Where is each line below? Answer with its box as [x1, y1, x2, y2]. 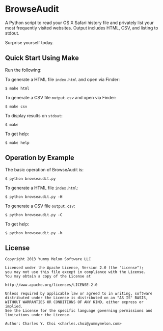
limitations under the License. [5, 313, 71, 318]
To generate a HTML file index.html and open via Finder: [5, 76, 120, 82]
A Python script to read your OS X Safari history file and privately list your [5, 20, 154, 26]
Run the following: [5, 67, 42, 73]
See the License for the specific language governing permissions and [5, 308, 153, 313]
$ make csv [5, 104, 27, 109]
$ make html [5, 86, 29, 91]
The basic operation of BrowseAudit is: [5, 166, 84, 172]
